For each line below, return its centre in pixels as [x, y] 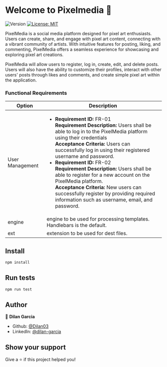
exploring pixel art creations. [34, 55]
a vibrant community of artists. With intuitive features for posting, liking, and [83, 44]
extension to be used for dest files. [87, 233]
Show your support [36, 347]
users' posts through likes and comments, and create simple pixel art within [83, 74]
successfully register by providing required [105, 194]
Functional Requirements [36, 93]
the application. [21, 80]
